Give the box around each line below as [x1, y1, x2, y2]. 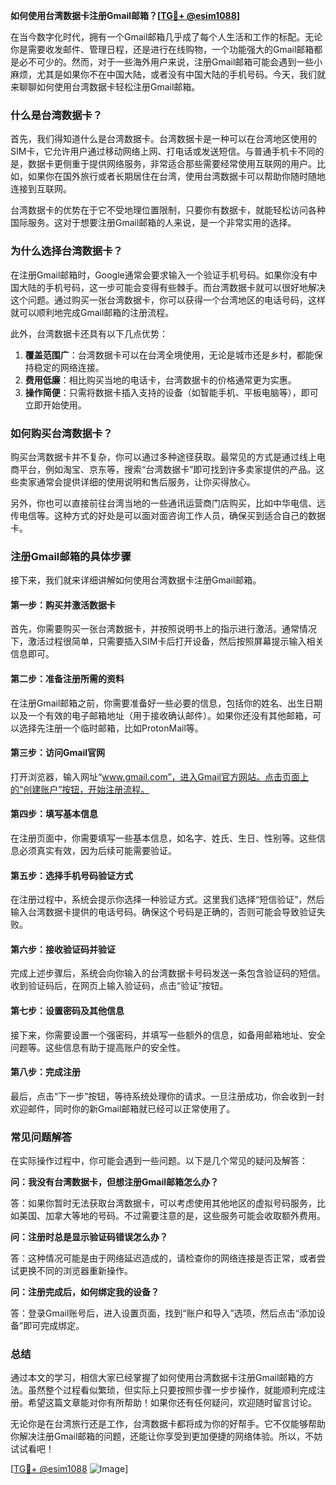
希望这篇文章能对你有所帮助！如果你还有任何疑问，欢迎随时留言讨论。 [27, 1397, 317, 1409]
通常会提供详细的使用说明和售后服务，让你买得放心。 [36, 475, 256, 488]
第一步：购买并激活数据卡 [10, 599, 116, 611]
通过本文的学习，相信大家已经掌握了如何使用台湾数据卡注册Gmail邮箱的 [10, 1372, 306, 1384]
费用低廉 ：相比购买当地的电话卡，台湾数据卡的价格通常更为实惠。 [24, 374, 297, 386]
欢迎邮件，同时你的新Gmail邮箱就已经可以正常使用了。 [10, 1102, 236, 1114]
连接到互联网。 [10, 183, 72, 195]
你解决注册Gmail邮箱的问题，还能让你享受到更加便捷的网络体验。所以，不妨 [10, 1430, 323, 1443]
